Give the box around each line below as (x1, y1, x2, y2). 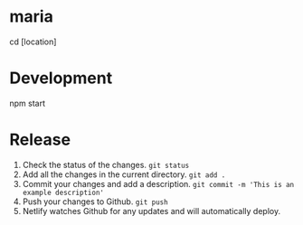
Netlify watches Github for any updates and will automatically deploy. (22, 205, 281, 216)
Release (9, 129, 71, 150)
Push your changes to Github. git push (22, 196, 169, 207)
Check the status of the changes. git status (22, 159, 190, 170)
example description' (22, 188, 104, 197)
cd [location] (9, 36, 57, 47)
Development (9, 68, 113, 89)
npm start (9, 98, 46, 108)
